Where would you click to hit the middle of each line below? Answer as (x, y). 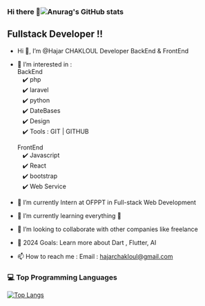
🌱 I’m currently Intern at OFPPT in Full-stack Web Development (107, 202)
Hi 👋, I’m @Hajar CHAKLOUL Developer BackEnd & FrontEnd (103, 51)
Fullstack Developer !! (55, 34)
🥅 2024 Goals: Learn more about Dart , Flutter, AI (87, 242)
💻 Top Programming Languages (62, 277)
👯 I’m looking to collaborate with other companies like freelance (107, 229)
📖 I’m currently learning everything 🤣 (69, 215)
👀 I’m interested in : (45, 64)
